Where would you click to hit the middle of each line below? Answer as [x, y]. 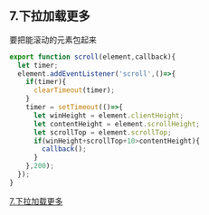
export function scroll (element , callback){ [93, 57]
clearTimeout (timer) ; [74, 90]
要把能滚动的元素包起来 [53, 40]
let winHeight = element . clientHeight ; [108, 116]
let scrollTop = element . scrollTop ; [102, 132]
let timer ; [38, 65]
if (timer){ [46, 82]
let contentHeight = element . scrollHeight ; [117, 124]
